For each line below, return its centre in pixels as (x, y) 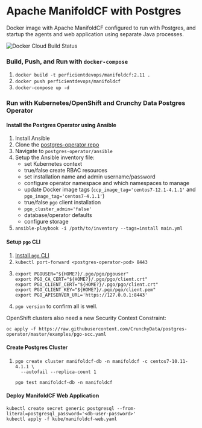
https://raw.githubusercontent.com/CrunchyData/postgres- (113, 329)
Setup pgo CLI (24, 242)
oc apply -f (21, 329)
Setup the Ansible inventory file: (55, 157)
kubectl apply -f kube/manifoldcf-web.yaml (62, 419)
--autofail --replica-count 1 (58, 372)
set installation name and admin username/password (90, 177)
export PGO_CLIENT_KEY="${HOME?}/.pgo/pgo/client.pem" (85, 290)
